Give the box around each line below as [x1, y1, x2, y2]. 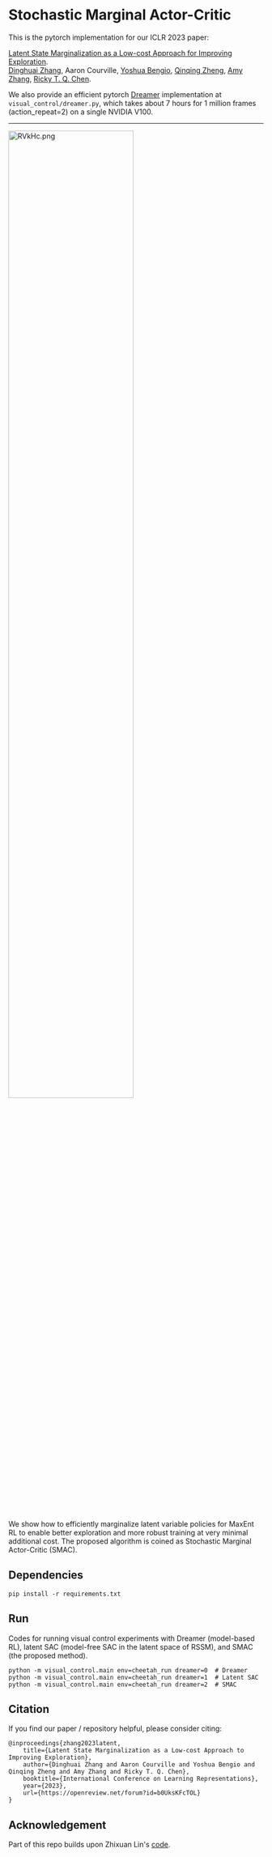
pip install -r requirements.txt [8, 1590, 121, 1598]
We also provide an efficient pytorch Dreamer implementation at [8, 89, 223, 99]
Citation [8, 1702, 50, 1716]
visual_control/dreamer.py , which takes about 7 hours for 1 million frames [8, 98, 257, 108]
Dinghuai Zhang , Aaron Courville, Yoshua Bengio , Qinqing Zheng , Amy [8, 65, 243, 75]
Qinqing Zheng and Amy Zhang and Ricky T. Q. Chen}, [8, 1768, 190, 1776]
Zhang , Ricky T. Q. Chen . [8, 74, 91, 83]
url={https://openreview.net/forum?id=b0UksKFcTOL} [23, 1789, 201, 1797]
